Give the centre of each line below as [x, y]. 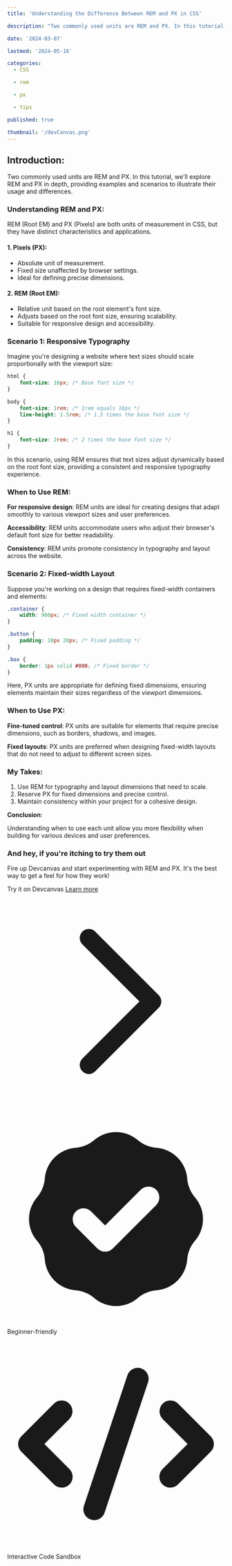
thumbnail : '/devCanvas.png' [49, 132]
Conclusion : [25, 815]
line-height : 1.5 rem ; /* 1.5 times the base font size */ [105, 414]
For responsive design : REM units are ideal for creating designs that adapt [113, 507]
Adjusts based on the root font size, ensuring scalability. [97, 316]
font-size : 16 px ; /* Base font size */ [77, 383]
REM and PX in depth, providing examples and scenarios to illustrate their [112, 184]
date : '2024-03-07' [35, 39]
